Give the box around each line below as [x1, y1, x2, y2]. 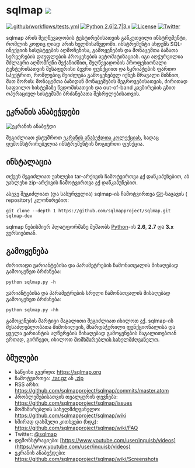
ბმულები [6, 353, 39, 363]
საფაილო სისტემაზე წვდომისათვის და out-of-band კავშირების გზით [6, 84, 176, 91]
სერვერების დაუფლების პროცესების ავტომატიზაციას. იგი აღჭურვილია [6, 53, 183, 60]
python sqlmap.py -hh [6, 307, 59, 313]
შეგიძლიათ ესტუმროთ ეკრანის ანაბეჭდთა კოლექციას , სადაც [6, 134, 159, 141]
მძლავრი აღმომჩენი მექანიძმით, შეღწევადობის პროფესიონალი [6, 59, 167, 66]
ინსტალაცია [6, 157, 51, 167]
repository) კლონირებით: [6, 197, 69, 204]
